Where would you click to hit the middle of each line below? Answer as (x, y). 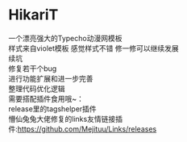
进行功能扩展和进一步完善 (51, 78)
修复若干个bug (33, 68)
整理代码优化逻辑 (37, 88)
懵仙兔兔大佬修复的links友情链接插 (66, 119)
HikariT (33, 15)
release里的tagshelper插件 (52, 109)
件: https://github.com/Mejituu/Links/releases (83, 129)
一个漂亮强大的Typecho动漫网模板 (65, 38)
